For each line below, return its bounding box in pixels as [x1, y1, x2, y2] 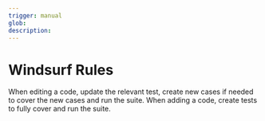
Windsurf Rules [8, 60, 114, 79]
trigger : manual [8, 11, 62, 20]
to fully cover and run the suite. [8, 104, 112, 114]
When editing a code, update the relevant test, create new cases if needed [8, 87, 254, 96]
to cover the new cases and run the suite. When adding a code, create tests [8, 96, 258, 105]
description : [8, 26, 52, 34]
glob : [8, 19, 26, 27]
